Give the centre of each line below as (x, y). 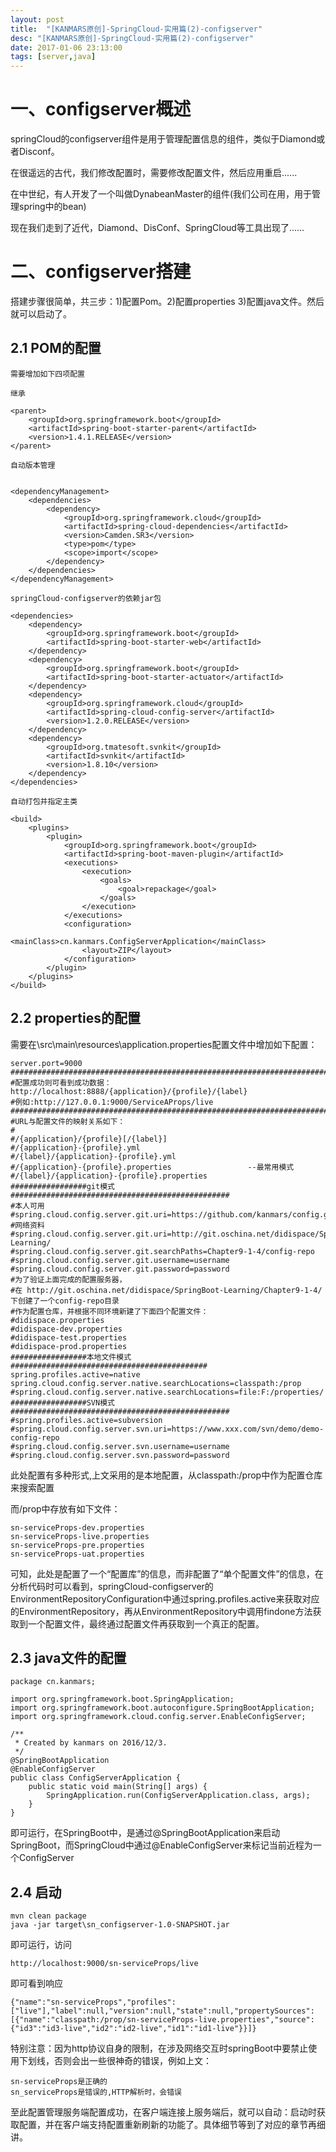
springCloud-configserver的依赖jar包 (86, 598)
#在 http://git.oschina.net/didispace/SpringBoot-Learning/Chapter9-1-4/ (166, 1290)
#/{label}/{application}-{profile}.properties (109, 1176)
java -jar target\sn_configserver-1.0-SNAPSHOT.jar (120, 1925)
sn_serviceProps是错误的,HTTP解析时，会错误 (96, 2092)
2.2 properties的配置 (75, 1018)
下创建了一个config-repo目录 (65, 1301)
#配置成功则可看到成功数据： (61, 1082)
